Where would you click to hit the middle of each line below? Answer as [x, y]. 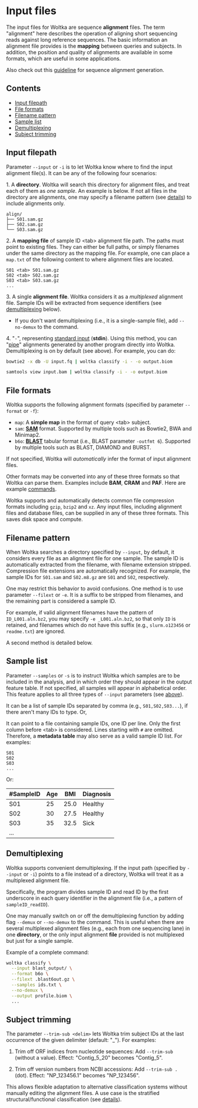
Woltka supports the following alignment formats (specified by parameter [95, 405]
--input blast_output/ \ [42, 968]
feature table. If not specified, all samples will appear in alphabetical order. [97, 688]
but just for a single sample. [40, 941]
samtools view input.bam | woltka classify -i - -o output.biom [87, 372]
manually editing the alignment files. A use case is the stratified [83, 1093]
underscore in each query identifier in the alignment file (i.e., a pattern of [94, 898]
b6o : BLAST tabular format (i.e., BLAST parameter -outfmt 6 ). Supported [103, 441]
